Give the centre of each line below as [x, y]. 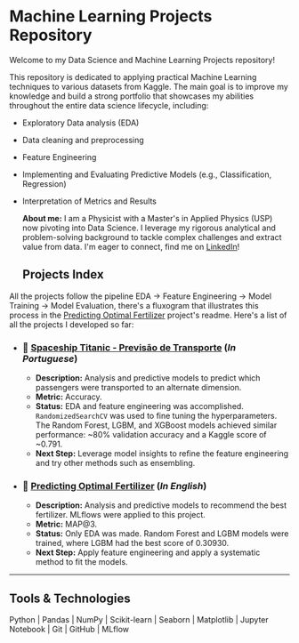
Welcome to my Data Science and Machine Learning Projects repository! [142, 60]
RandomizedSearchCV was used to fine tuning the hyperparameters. [156, 416]
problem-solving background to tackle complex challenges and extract [152, 237]
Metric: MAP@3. [66, 524]
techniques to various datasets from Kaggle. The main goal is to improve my [149, 86]
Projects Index [63, 274]
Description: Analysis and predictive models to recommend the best [161, 505]
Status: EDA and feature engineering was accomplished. [140, 406]
